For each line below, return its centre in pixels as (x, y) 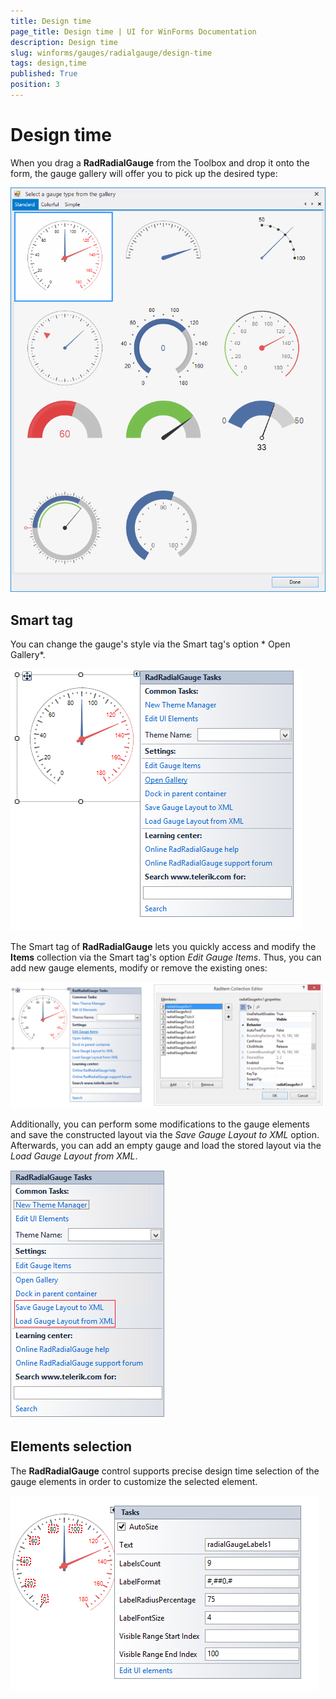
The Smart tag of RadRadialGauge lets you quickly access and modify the (163, 946)
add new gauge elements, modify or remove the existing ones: (139, 967)
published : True (44, 74)
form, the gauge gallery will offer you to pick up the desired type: (144, 173)
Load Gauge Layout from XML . (74, 1156)
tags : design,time (48, 63)
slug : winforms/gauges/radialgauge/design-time (111, 53)
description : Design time (64, 42)
